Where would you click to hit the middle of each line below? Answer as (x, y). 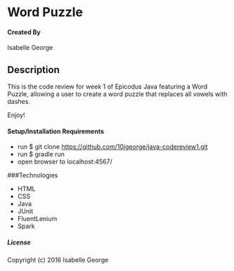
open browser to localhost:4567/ (65, 161)
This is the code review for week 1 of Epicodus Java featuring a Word (108, 87)
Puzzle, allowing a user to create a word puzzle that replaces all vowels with (117, 94)
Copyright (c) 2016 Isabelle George (58, 260)
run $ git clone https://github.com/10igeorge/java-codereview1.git (113, 147)
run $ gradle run (41, 154)
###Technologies (33, 176)
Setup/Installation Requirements (56, 131)
